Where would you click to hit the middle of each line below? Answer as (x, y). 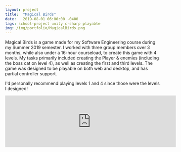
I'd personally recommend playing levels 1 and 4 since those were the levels (82, 83)
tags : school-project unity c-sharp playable (53, 24)
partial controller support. (31, 74)
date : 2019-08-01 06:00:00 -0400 (42, 19)
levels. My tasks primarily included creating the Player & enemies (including (82, 58)
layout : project (22, 10)
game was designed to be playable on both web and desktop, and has (77, 69)
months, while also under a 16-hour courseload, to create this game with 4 (81, 53)
